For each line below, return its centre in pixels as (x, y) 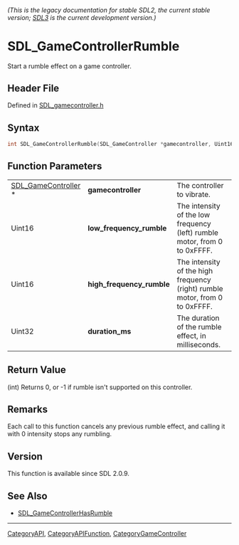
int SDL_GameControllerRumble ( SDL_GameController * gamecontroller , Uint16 (121, 144)
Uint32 (22, 331)
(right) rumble (200, 288)
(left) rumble (198, 233)
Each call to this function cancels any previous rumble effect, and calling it (116, 426)
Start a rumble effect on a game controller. (69, 66)
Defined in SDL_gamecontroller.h (55, 105)
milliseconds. (198, 344)
